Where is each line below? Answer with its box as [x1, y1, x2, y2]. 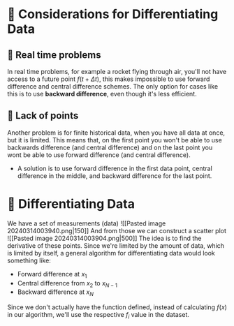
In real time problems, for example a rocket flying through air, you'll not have [7, 68, 227, 75]
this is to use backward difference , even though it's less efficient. [7, 90, 197, 98]
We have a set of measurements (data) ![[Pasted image [7, 219, 166, 228]
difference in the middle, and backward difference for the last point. [17, 171, 212, 180]
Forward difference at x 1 [17, 269, 87, 280]
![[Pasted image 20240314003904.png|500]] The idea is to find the [7, 234, 202, 242]
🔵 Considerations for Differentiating [7, 6, 219, 22]
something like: [7, 256, 51, 265]
